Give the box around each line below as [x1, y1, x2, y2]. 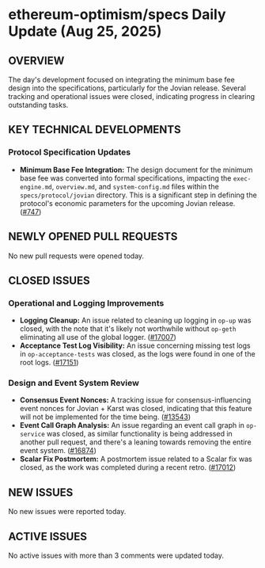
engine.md [19, 183, 53, 191]
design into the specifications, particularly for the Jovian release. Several [8, 83, 247, 93]
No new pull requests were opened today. [8, 251, 145, 261]
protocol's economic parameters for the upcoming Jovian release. [19, 198, 236, 208]
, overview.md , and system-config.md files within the [51, 181, 219, 191]
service [19, 430, 45, 439]
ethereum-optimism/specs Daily [8, 6, 227, 24]
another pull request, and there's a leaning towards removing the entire [19, 437, 252, 447]
